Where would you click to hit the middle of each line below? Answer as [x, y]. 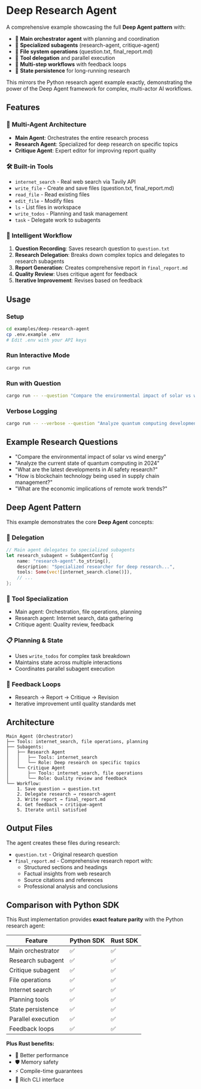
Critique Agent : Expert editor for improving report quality [86, 150]
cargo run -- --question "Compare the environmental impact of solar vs [99, 396]
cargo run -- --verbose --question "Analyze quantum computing [87, 424]
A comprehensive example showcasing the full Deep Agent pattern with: [96, 27]
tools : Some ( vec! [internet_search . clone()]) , [75, 572]
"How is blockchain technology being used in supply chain [87, 475]
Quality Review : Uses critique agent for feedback [76, 274]
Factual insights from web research [67, 873]
